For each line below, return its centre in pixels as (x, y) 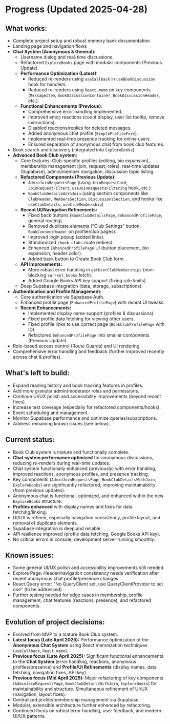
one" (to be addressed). (38, 590)
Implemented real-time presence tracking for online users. (89, 139)
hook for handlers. (47, 84)
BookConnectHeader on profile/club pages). (72, 231)
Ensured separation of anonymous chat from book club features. (96, 144)
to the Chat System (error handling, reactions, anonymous (75, 662)
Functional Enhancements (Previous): (61, 106)
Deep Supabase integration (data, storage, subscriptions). (82, 286)
